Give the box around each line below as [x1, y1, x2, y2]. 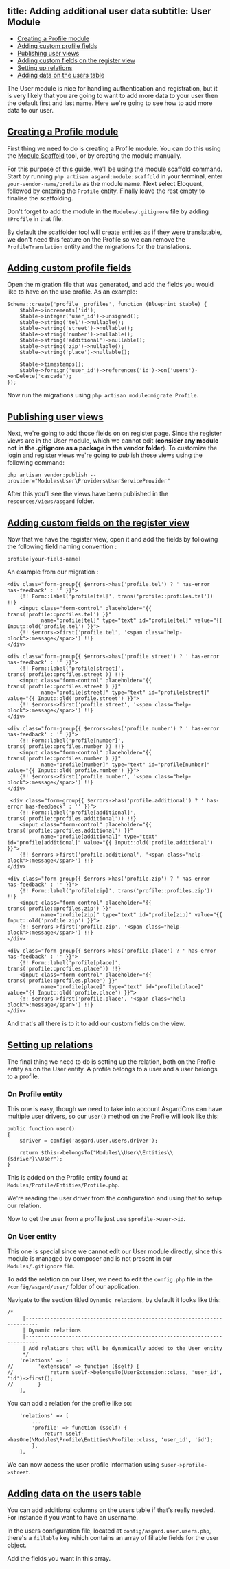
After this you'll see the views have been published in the [7, 490, 169, 498]
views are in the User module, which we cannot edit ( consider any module [7, 437, 219, 445]
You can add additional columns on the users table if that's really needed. [7, 1506, 216, 1514]
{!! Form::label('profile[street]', [19, 665, 125, 672]
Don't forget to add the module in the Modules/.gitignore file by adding [7, 207, 209, 216]
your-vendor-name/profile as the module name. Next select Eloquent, [7, 179, 204, 187]
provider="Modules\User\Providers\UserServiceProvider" [7, 478, 170, 485]
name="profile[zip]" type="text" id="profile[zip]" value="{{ [41, 911, 223, 918]
